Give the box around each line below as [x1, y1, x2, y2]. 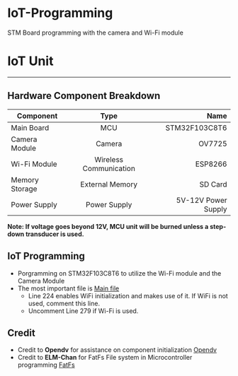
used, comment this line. [28, 299, 101, 307]
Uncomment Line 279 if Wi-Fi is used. [28, 306, 139, 315]
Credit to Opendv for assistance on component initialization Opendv [17, 346, 217, 354]
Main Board [11, 122, 50, 132]
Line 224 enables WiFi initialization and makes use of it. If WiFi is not [28, 291, 228, 300]
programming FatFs [17, 360, 76, 369]
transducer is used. [25, 230, 84, 238]
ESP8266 [195, 159, 227, 169]
